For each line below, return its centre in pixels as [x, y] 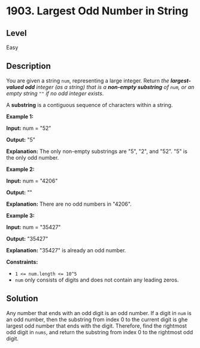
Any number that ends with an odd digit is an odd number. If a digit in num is [99, 313]
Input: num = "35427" [34, 227]
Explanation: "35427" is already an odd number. [66, 250]
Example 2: [20, 169]
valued [15, 87]
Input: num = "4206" [32, 181]
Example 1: [20, 116]
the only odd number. [33, 157]
